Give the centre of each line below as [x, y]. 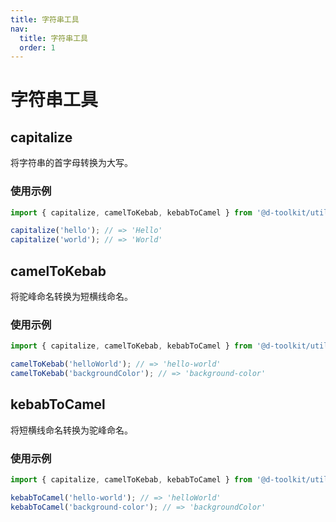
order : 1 [37, 47]
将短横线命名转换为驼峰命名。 [71, 430]
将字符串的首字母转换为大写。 [71, 163]
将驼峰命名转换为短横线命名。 [71, 296]
